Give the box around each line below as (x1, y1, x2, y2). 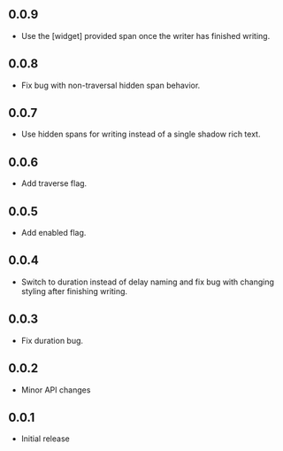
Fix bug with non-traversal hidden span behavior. (20, 80, 201, 90)
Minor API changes (20, 385, 91, 395)
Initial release (20, 433, 70, 444)
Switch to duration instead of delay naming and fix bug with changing (20, 276, 275, 287)
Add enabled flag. (20, 228, 87, 238)
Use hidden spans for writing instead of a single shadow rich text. (20, 128, 261, 140)
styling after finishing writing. (20, 285, 128, 296)
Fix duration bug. (20, 335, 84, 346)
